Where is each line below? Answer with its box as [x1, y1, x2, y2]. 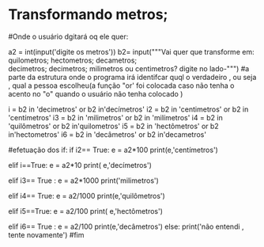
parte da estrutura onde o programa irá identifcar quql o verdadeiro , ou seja [8, 72, 257, 82]
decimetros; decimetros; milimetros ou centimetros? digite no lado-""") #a [8, 63, 250, 73]
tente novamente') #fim [8, 230, 85, 239]
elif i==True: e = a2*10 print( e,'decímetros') [8, 160, 153, 169]
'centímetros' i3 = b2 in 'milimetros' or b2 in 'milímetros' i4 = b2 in [8, 112, 223, 122]
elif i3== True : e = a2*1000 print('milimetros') [8, 176, 160, 185]
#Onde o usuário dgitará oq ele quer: [8, 32, 129, 41]
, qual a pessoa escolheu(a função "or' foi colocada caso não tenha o [8, 81, 235, 90]
